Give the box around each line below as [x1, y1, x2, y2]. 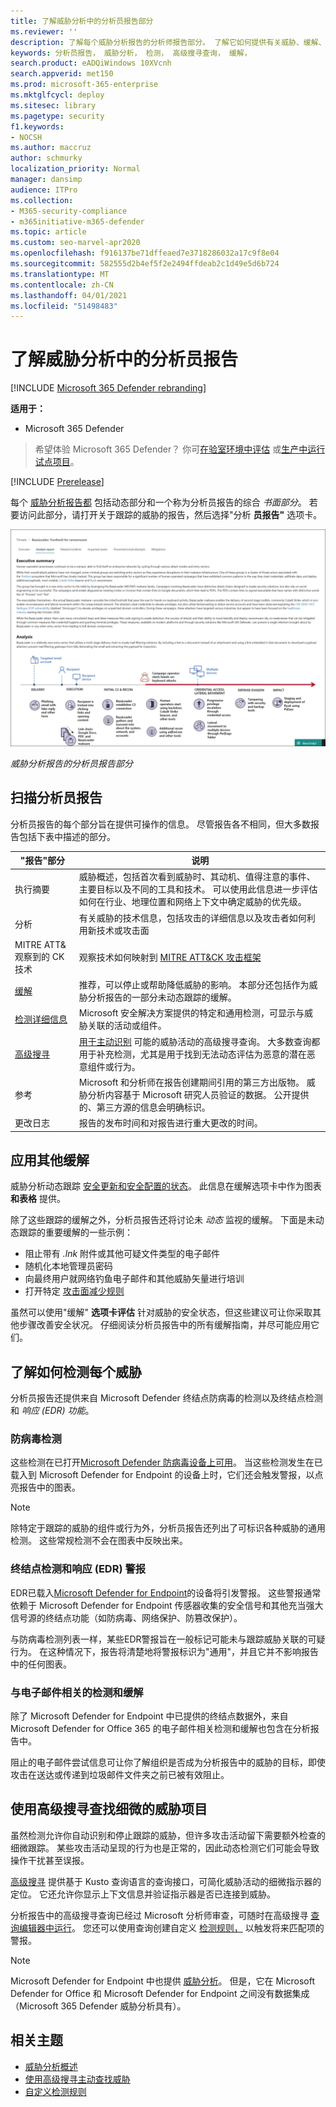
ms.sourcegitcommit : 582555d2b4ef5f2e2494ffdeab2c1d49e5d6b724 [10, 259, 280, 269]
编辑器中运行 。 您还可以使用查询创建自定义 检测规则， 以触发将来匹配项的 [18, 1921, 325, 1934]
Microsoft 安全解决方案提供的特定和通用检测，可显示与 [78, 1007, 305, 1019]
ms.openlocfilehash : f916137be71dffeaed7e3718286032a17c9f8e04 [10, 248, 280, 259]
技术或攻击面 [96, 924, 150, 936]
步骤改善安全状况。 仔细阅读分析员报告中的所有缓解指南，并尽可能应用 [18, 1319, 311, 1331]
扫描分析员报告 [10, 790, 103, 807]
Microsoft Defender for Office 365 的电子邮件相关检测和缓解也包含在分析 [10, 1723, 311, 1735]
